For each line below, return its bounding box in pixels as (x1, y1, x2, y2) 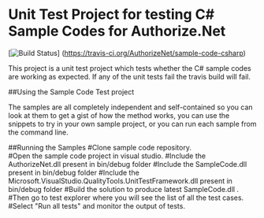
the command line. (8, 127, 69, 137)
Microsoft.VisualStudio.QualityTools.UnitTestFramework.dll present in (8, 176, 232, 186)
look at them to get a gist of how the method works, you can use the (8, 110, 230, 120)
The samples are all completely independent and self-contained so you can (8, 102, 254, 112)
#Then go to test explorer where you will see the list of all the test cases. (8, 193, 244, 202)
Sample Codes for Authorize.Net (8, 22, 226, 40)
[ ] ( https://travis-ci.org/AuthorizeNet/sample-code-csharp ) (8, 48, 247, 57)
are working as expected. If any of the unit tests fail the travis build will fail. (8, 72, 251, 81)
